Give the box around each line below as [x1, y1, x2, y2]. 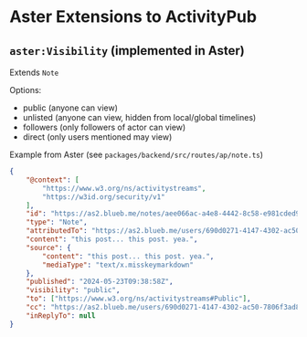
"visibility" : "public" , [26, 286, 121, 295]
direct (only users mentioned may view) [22, 132, 173, 142]
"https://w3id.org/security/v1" [42, 192, 166, 202]
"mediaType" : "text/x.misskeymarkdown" [42, 260, 195, 269]
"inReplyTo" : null [26, 311, 96, 321]
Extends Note [9, 67, 59, 78]
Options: [9, 85, 42, 95]
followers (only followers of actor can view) [22, 121, 186, 132]
